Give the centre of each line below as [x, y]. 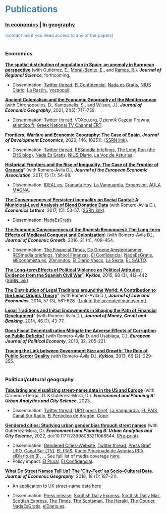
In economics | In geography [40, 25]
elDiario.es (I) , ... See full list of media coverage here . [66, 456]
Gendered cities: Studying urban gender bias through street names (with [81, 426]
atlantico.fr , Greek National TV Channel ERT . [57, 125]
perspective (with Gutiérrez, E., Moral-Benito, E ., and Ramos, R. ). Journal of [83, 70]
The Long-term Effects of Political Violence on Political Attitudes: [74, 270]
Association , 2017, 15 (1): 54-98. [38, 175]
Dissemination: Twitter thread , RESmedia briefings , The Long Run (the [83, 150]
